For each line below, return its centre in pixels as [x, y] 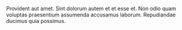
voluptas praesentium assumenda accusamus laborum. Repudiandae [91, 15]
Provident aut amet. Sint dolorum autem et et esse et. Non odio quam [91, 9]
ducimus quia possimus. [36, 21]
